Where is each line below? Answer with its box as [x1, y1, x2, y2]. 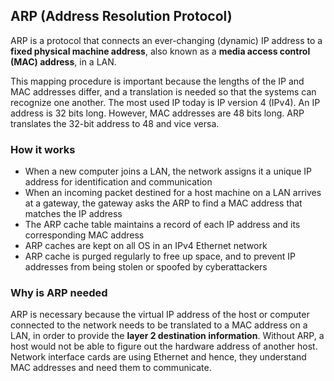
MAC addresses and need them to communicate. [10, 362, 212, 374]
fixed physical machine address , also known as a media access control [10, 45, 311, 57]
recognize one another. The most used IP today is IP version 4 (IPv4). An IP [10, 96, 321, 108]
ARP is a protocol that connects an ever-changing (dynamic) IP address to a [10, 34, 323, 46]
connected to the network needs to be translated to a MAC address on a [10, 319, 308, 331]
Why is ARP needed [10, 286, 108, 300]
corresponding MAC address [24, 229, 145, 241]
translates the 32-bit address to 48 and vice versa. [10, 117, 220, 129]
